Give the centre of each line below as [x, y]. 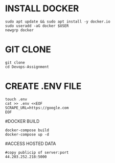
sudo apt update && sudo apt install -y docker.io [58, 22]
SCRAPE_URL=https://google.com [37, 108]
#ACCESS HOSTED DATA [31, 143]
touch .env [16, 99]
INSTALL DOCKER [42, 9]
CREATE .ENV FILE [43, 86]
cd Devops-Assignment [27, 67]
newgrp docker [20, 30]
